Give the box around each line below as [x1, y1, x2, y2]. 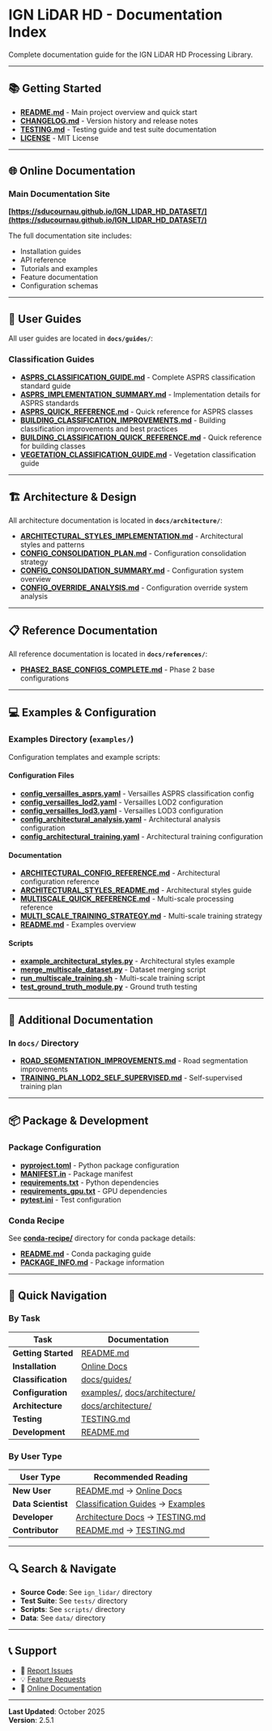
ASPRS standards [19, 398, 79, 408]
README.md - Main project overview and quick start [19, 107, 198, 117]
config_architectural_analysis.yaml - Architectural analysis [19, 815, 221, 825]
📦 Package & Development [8, 1114, 149, 1127]
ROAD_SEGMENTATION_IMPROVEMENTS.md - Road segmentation [19, 1056, 249, 1066]
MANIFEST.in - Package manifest [19, 1169, 134, 1178]
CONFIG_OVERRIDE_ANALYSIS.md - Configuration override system [19, 583, 249, 592]
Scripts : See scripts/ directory [19, 1604, 125, 1614]
